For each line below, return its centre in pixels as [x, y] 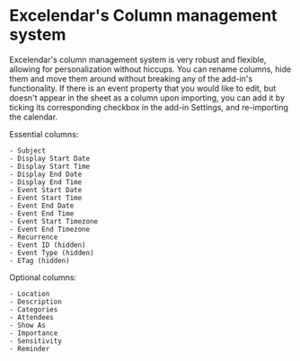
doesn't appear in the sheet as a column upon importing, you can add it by [147, 97]
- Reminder [30, 348]
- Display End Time [46, 182]
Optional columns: [43, 277]
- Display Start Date [50, 158]
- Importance [34, 333]
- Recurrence [34, 237]
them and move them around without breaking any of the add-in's [131, 78]
